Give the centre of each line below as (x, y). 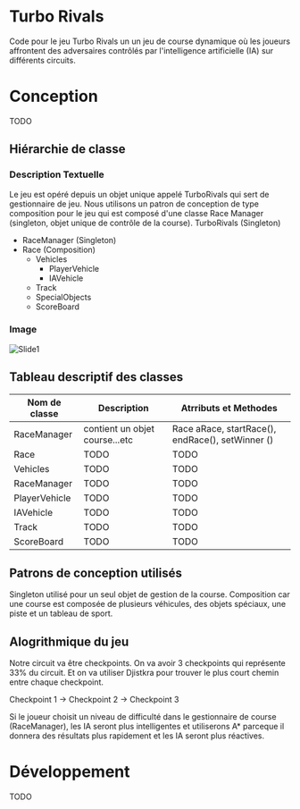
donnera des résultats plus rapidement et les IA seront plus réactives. (137, 736)
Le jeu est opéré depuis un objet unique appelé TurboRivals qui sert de (139, 194)
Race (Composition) (59, 249)
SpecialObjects (63, 297)
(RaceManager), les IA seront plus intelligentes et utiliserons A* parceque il (147, 727)
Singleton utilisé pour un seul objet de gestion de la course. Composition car (150, 594)
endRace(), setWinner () (223, 440)
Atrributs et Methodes (229, 408)
